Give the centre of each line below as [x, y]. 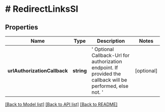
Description [111, 41]
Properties [22, 27]
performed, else [110, 86]
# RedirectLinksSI [42, 9]
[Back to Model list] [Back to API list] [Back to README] [61, 104]
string [80, 71]
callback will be [110, 80]
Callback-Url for [110, 55]
